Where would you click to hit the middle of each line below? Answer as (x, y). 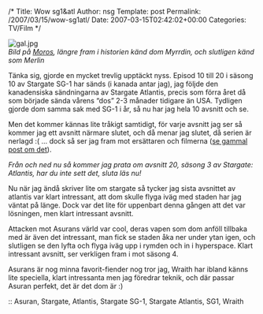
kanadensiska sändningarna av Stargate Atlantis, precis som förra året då (127, 92)
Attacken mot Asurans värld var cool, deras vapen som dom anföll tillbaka (128, 229)
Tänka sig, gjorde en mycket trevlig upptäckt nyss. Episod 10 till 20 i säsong (131, 75)
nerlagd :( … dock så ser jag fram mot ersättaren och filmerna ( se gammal (128, 141)
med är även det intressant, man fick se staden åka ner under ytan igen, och (132, 237)
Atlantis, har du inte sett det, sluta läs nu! (75, 173)
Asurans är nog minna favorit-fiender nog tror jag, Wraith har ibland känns (128, 269)
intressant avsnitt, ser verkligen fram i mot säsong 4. (93, 254)
